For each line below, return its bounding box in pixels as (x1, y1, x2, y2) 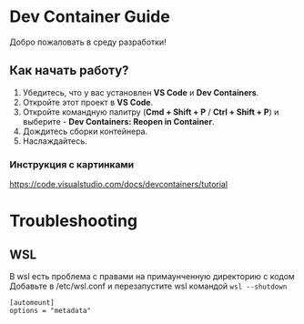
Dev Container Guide (9, 6, 170, 27)
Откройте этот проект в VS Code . (22, 96, 153, 107)
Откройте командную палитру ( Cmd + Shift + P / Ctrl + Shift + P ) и (22, 106, 279, 117)
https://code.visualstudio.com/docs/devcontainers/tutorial (9, 179, 228, 190)
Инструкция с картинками (9, 157, 135, 170)
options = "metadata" (9, 307, 92, 316)
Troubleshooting (9, 211, 138, 231)
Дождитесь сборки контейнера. (22, 126, 148, 137)
